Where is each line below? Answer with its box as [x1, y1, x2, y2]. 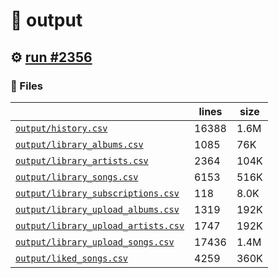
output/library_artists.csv [15, 155, 149, 166]
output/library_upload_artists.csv [15, 220, 185, 231]
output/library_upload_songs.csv [15, 236, 175, 248]
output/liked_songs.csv [15, 252, 129, 264]
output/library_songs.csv [15, 171, 139, 183]
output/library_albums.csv [15, 139, 144, 150]
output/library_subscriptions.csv [15, 187, 180, 199]
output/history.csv [15, 122, 108, 134]
